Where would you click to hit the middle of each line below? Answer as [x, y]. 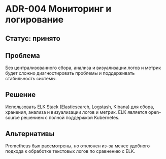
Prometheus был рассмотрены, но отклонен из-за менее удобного [78, 146]
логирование [35, 20]
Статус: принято [33, 38]
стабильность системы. [31, 79]
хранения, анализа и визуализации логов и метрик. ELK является [76, 112]
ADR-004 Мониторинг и [58, 9]
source [13, 118]
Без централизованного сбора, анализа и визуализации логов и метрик [83, 68]
